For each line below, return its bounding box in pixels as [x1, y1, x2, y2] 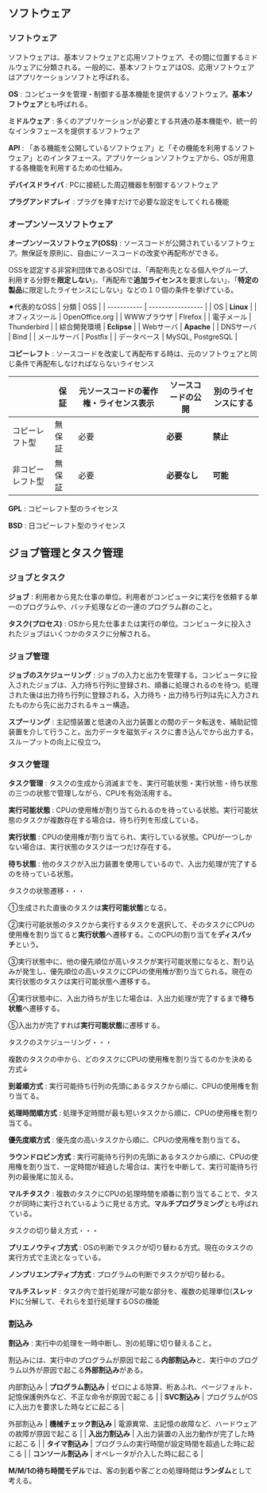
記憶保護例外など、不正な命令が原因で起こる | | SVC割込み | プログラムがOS [8, 1392, 258, 1401]
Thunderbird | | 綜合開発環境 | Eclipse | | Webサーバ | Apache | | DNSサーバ [8, 321, 257, 332]
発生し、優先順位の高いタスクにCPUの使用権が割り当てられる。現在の [21, 967, 253, 976]
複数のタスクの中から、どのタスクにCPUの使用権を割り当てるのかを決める [8, 1055, 253, 1064]
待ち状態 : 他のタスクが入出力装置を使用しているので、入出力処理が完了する [8, 859, 257, 869]
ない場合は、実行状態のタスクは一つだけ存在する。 [8, 843, 176, 852]
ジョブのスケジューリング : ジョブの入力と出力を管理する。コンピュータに [8, 670, 250, 679]
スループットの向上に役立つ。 [8, 737, 106, 746]
